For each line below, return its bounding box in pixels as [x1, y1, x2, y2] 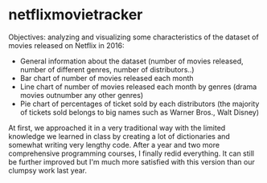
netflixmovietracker [8, 6, 143, 24]
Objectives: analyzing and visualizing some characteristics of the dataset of [8, 32, 259, 42]
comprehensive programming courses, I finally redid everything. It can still [8, 148, 255, 158]
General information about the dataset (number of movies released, [19, 56, 244, 66]
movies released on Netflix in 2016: [8, 40, 125, 50]
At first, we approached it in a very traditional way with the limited [8, 123, 226, 132]
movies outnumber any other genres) [19, 90, 144, 100]
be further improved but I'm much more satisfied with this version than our [8, 157, 255, 166]
